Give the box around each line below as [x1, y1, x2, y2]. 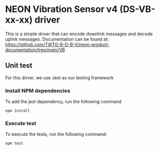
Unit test [5, 61, 32, 70]
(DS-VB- [119, 4, 155, 15]
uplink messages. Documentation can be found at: [5, 36, 109, 42]
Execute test [5, 119, 36, 126]
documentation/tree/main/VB [5, 47, 65, 53]
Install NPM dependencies [5, 87, 70, 94]
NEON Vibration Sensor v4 [5, 4, 118, 15]
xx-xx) [5, 14, 33, 26]
